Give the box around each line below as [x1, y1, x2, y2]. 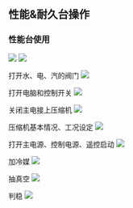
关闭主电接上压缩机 [8, 104, 73, 115]
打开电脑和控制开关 [8, 87, 73, 97]
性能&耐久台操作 [8, 7, 90, 22]
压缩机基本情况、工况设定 [8, 122, 94, 132]
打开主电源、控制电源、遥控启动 [8, 139, 114, 149]
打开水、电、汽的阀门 [8, 70, 79, 80]
